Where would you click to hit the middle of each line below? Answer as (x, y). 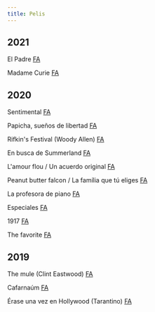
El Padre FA (24, 59)
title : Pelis (26, 14)
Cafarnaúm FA (28, 288)
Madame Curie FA (33, 73)
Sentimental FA (29, 112)
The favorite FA (29, 235)
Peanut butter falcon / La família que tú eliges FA (77, 180)
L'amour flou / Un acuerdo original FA (61, 167)
